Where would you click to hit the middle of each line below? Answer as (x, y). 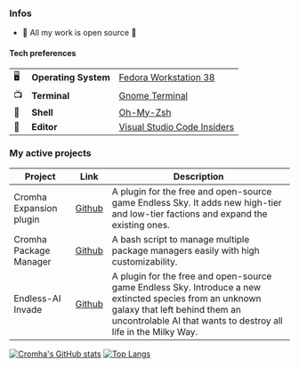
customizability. (145, 261)
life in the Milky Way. (155, 331)
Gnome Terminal (154, 96)
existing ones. (141, 225)
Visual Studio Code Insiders (176, 127)
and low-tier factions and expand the (190, 214)
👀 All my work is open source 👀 (79, 33)
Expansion (36, 208)
